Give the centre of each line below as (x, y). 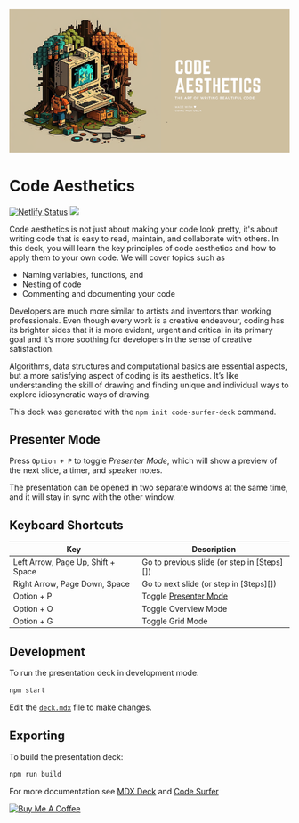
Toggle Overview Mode (185, 608)
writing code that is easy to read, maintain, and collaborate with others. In (144, 238)
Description (214, 549)
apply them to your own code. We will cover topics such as (117, 257)
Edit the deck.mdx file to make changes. (81, 707)
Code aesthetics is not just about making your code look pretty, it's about (144, 229)
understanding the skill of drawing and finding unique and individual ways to (149, 385)
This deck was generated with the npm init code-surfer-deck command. (143, 411)
